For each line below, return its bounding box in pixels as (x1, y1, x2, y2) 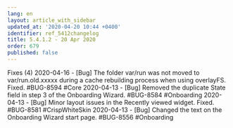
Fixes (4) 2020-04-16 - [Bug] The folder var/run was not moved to (7, 68, 200, 77)
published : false (7, 50, 58, 57)
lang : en (7, 10, 33, 17)
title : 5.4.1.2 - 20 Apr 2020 (7, 36, 96, 43)
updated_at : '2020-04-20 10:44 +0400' (7, 23, 121, 30)
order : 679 (7, 43, 39, 50)
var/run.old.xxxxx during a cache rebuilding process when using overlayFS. (7, 76, 227, 84)
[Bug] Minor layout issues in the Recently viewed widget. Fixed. (30, 98, 215, 106)
